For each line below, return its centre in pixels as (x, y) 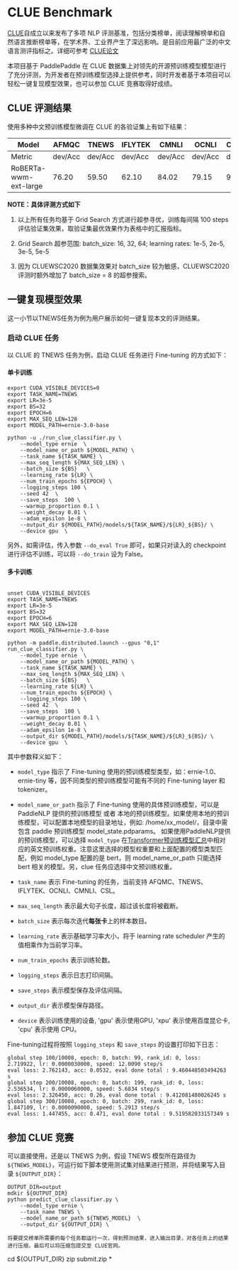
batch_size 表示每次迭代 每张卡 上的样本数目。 (84, 921)
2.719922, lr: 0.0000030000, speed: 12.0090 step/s (85, 1064)
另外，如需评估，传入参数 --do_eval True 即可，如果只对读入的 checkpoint (117, 545)
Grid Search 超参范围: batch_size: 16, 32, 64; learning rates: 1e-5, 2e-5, (121, 243)
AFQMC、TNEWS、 (178, 882)
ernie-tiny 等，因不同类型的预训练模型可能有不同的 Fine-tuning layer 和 (121, 781)
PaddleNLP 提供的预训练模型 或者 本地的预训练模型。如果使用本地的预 (120, 814)
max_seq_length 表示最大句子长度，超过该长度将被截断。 (100, 906)
